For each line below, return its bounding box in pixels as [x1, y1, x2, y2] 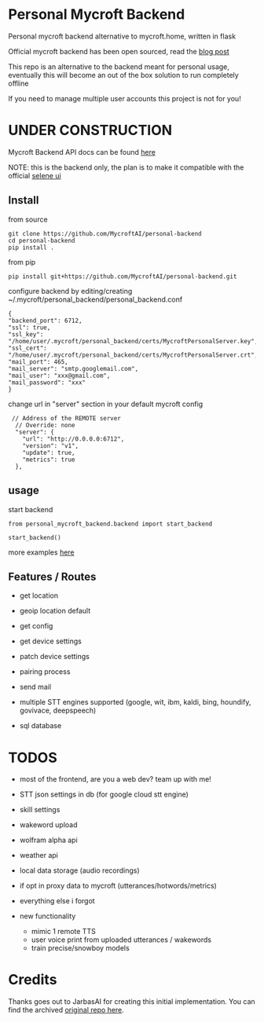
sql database [19, 721, 62, 731]
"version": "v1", [22, 441, 79, 449]
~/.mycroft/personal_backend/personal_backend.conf [8, 295, 183, 304]
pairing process [19, 667, 71, 676]
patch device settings [19, 652, 90, 661]
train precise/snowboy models [31, 943, 130, 953]
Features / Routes [8, 570, 97, 583]
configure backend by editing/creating [8, 286, 133, 295]
